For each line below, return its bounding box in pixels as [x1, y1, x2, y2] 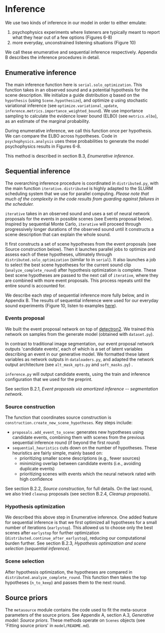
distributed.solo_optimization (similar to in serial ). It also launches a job [5, 256, 156, 262]
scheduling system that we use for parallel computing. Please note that [5, 191, 149, 196]
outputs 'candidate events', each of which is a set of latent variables [5, 346, 143, 352]
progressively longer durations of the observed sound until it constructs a [5, 226, 154, 232]
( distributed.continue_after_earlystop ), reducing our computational [5, 535, 146, 541]
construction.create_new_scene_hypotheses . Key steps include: [5, 420, 133, 426]
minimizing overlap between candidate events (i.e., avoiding [19, 461, 141, 467]
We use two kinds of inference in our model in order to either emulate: [5, 20, 147, 26]
